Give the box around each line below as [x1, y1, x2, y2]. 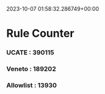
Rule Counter [6, 27, 74, 40]
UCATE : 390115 [6, 48, 54, 57]
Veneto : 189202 [6, 65, 56, 73]
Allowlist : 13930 [6, 81, 57, 89]
